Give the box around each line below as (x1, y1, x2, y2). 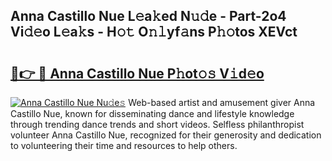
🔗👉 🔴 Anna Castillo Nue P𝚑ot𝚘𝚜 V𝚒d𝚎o (10, 65, 265, 82)
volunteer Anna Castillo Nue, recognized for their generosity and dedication (10, 129, 322, 141)
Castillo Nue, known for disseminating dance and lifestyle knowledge (10, 108, 295, 119)
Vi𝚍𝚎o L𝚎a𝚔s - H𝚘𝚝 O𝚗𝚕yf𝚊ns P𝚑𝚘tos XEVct (10, 24, 298, 41)
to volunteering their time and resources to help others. (10, 140, 238, 151)
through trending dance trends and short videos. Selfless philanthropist (10, 119, 305, 130)
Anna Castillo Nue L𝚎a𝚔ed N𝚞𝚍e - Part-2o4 (10, 8, 287, 25)
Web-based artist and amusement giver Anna (128, 97, 316, 108)
